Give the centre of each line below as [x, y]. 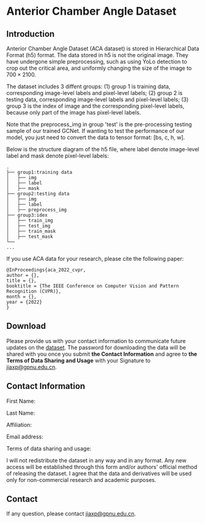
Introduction [31, 34]
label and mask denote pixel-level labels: [58, 156]
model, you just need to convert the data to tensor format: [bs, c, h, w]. [96, 137]
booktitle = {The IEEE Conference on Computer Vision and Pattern [93, 286]
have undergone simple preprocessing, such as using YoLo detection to [97, 62]
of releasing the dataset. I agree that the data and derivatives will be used [99, 473]
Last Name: [21, 413]
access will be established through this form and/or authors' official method [102, 467]
